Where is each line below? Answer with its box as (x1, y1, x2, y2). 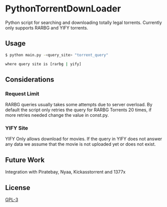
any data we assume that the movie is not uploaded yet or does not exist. (5, 141, 156, 147)
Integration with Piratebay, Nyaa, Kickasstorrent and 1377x (5, 169, 126, 175)
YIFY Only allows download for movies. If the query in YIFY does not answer (5, 136, 162, 142)
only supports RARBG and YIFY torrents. (5, 24, 88, 30)
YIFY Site (5, 125, 28, 132)
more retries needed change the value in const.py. (5, 112, 109, 118)
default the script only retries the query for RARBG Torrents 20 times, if (5, 107, 151, 113)
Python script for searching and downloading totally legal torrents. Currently (5, 19, 162, 25)
